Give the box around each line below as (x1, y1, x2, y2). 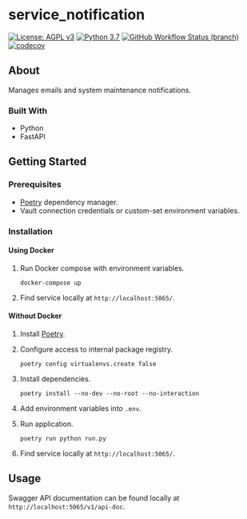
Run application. (19, 419, 74, 429)
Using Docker (8, 246, 54, 255)
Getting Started (8, 155, 87, 169)
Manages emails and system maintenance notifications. (8, 85, 192, 95)
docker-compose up (19, 279, 82, 287)
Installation (8, 226, 54, 237)
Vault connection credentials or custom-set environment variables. (19, 206, 240, 215)
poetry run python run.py (19, 435, 106, 443)
